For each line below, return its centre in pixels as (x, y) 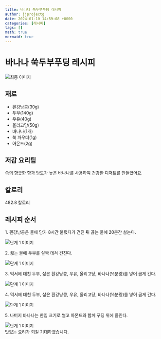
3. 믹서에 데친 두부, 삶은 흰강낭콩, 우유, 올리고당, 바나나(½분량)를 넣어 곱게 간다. (81, 274)
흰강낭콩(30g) (26, 107)
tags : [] (14, 28)
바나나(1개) (22, 131)
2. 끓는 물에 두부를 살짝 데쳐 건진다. (39, 253)
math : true (16, 32)
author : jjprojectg (25, 14)
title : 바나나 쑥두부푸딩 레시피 (33, 10)
